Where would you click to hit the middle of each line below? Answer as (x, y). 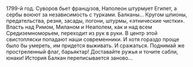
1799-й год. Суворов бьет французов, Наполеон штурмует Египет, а (91, 8)
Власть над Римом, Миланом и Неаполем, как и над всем (79, 27)
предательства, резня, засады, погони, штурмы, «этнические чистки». (96, 21)
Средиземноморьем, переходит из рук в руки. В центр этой (82, 33)
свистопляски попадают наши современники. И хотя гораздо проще (93, 39)
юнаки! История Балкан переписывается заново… (69, 58)
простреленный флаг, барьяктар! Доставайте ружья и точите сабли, (92, 52)
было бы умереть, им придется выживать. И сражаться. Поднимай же (95, 45)
